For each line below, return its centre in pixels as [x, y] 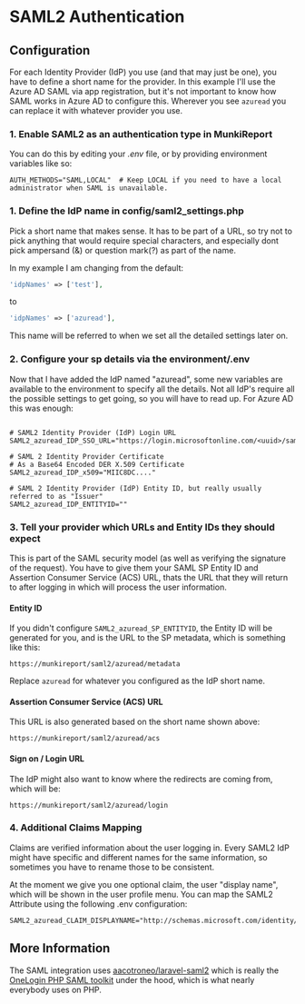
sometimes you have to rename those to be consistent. [112, 867]
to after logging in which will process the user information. [118, 587]
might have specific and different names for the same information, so [138, 857]
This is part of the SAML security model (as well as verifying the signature [148, 558]
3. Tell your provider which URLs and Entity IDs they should [142, 527]
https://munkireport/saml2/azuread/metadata [95, 664]
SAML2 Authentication [97, 17]
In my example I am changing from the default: [97, 268]
